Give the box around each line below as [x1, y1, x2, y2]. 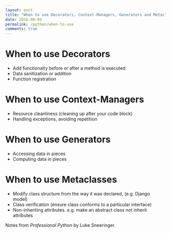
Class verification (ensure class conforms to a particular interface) [12, 201, 152, 208]
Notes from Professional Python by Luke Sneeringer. [5, 222, 116, 228]
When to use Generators [5, 134, 111, 145]
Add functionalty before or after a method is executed [12, 65, 126, 71]
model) [12, 196, 28, 202]
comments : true [5, 26, 38, 32]
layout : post [5, 7, 33, 13]
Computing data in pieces [12, 156, 67, 162]
